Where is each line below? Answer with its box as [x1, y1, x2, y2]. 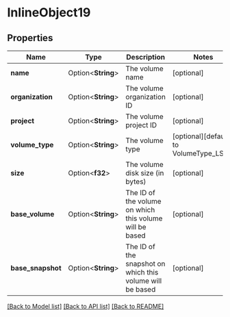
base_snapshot [10, 264, 62, 272]
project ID [125, 121, 157, 129]
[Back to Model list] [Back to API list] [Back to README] [7, 303, 164, 310]
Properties [7, 32, 53, 44]
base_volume [10, 210, 55, 218]
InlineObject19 [7, 5, 91, 21]
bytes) [125, 177, 146, 186]
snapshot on [125, 259, 166, 268]
